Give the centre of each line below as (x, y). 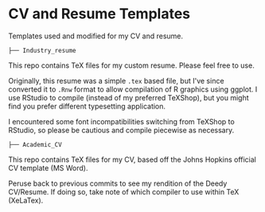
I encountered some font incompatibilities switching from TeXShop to (121, 121)
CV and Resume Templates (99, 14)
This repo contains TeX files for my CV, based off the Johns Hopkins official (132, 159)
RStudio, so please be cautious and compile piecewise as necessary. (121, 130)
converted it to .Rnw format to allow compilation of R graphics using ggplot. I (133, 89)
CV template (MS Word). (48, 167)
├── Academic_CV (35, 144)
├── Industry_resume (43, 50)
